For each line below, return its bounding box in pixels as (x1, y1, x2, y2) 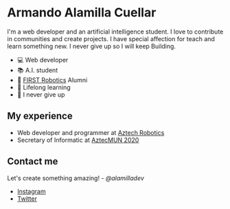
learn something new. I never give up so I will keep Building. (7, 42, 176, 50)
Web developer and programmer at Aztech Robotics (16, 128, 165, 136)
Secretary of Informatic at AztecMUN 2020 (16, 136, 139, 144)
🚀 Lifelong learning (16, 83, 71, 91)
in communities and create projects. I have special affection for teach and (7, 34, 215, 42)
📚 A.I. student (16, 66, 58, 74)
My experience (7, 110, 73, 122)
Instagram (16, 187, 46, 195)
